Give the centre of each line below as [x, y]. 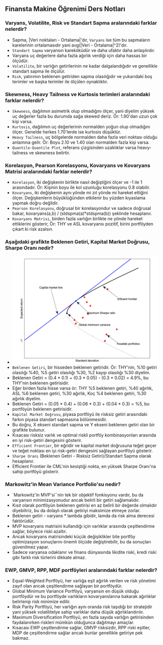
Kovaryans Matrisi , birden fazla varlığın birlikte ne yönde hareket [77, 219]
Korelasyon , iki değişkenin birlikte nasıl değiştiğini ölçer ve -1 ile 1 [77, 182]
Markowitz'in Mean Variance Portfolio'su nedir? [63, 484]
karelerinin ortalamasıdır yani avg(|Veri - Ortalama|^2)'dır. [70, 45]
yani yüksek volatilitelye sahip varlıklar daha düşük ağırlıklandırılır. [78, 612]
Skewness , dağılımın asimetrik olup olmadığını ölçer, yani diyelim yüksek [83, 111]
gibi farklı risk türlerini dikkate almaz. [49, 558]
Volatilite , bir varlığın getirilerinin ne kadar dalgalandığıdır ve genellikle [85, 66]
